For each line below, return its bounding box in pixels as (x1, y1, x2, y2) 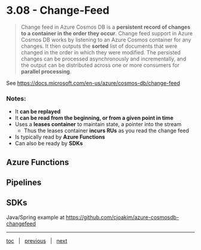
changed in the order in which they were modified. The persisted (20, 48, 181, 56)
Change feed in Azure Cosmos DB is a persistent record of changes (20, 23, 191, 31)
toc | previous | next (6, 237, 68, 244)
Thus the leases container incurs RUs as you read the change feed (23, 127, 190, 135)
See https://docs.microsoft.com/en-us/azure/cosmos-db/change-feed (6, 79, 181, 87)
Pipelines (6, 178, 42, 188)
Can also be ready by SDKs (14, 140, 83, 147)
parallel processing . (20, 68, 72, 75)
